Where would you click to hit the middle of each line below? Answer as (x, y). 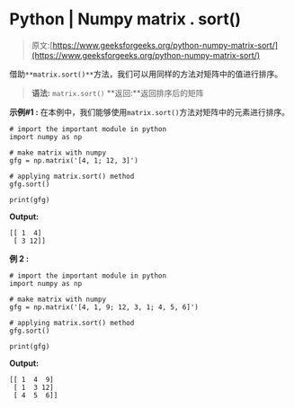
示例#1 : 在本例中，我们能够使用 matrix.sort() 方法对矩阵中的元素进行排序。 (150, 111)
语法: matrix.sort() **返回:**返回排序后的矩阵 (117, 93)
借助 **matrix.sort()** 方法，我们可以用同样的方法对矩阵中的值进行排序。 (146, 74)
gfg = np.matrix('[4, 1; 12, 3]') (74, 160)
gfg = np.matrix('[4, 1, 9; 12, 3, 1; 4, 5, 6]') (104, 307)
